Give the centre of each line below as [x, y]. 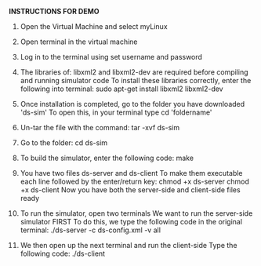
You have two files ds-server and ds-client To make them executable [131, 173]
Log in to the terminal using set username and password [111, 57]
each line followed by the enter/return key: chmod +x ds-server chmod [134, 181]
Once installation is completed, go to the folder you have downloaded [132, 104]
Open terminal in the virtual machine [79, 42]
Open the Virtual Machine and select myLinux [94, 26]
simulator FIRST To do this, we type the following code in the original [131, 222]
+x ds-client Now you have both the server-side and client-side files [130, 190]
